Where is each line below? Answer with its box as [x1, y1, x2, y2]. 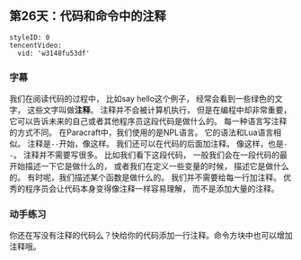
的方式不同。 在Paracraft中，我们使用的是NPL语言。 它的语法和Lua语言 [9, 127, 274, 138]
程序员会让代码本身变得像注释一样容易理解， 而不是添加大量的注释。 [24, 184, 279, 194]
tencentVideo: [9, 40, 63, 49]
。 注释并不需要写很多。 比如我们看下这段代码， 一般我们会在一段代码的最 [13, 149, 288, 160]
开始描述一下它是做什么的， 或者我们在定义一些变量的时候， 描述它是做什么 [9, 161, 289, 172]
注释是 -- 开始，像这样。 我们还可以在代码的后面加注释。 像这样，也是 [26, 139, 285, 149]
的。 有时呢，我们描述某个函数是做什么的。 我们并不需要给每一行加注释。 [9, 172, 281, 183]
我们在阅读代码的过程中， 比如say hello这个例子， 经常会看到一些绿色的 [9, 94, 276, 104]
